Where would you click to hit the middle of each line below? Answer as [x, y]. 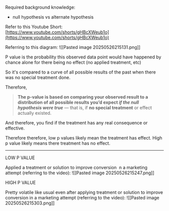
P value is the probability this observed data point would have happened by [83, 57]
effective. [15, 128]
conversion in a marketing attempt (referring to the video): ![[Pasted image [82, 198]
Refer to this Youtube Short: [34, 27]
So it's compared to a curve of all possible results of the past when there [80, 72]
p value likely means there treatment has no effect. [58, 143]
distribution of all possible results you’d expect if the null [78, 102]
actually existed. [34, 113]
